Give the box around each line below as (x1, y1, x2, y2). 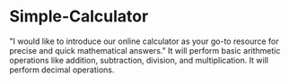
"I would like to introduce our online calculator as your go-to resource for (9, 36, 279, 46)
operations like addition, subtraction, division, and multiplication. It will (9, 55, 269, 65)
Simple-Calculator (9, 6, 149, 27)
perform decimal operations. (9, 64, 115, 75)
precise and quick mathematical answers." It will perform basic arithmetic (9, 45, 281, 55)
